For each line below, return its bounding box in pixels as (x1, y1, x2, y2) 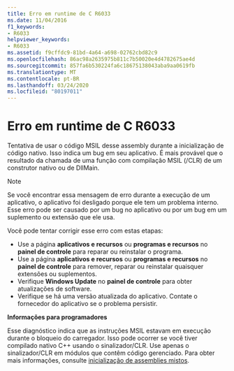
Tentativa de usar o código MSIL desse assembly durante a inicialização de (7, 141, 224, 150)
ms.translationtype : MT (7, 68, 77, 75)
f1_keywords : (7, 23, 45, 30)
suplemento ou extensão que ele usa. (7, 213, 115, 221)
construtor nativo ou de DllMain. (7, 163, 100, 172)
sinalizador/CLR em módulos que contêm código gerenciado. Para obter (7, 349, 215, 357)
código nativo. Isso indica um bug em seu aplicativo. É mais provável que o (7, 149, 224, 157)
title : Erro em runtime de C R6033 (7, 10, 111, 17)
